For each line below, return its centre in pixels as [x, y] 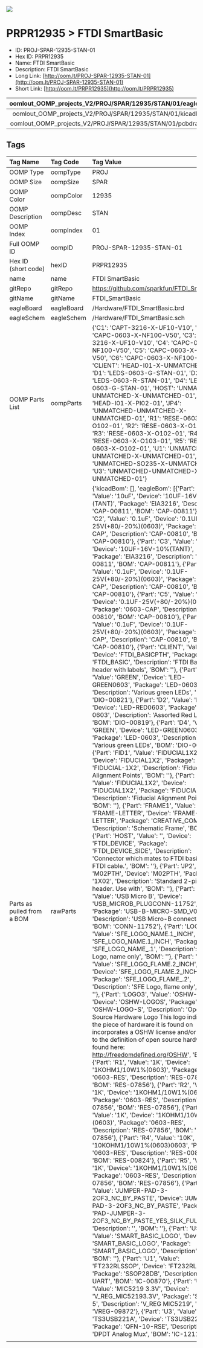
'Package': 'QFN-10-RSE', [130, 1326]
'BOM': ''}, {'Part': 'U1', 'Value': [136, 1258]
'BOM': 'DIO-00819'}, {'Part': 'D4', [142, 722]
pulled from [26, 911]
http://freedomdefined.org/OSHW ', [142, 1054]
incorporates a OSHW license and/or [144, 1032]
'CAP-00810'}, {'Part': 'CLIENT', [139, 647]
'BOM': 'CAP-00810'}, [149, 617]
